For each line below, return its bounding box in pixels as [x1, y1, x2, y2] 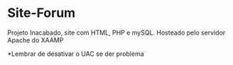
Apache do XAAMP [7, 35, 64, 44]
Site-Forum [7, 5, 76, 21]
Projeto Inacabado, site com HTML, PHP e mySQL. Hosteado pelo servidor [7, 28, 226, 37]
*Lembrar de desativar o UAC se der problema [7, 49, 144, 58]
